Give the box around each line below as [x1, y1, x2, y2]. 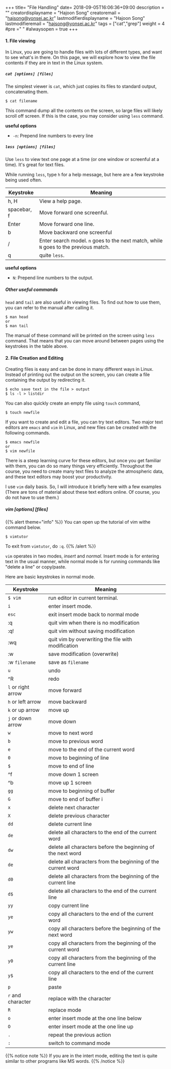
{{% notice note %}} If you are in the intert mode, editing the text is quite [5, 1053, 158, 1059]
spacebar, [8, 206, 32, 213]
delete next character [48, 804, 100, 811]
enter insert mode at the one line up [48, 1023, 134, 1030]
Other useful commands [5, 286, 58, 292]
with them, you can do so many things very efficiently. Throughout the [5, 463, 153, 469]
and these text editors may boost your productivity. [5, 474, 113, 480]
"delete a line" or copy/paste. [5, 564, 67, 570]
